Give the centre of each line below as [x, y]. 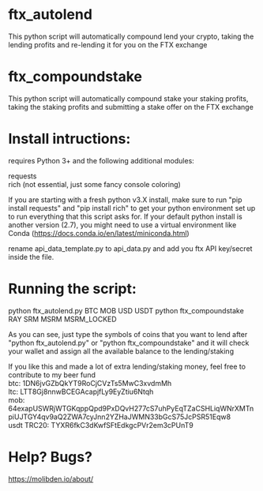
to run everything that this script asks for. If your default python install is [125, 216]
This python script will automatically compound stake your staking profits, [128, 98]
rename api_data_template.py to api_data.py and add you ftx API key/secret [130, 248]
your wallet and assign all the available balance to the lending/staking [121, 351]
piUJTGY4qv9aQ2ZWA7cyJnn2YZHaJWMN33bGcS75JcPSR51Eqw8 [120, 417]
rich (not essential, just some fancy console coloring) [95, 184]
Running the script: [72, 289]
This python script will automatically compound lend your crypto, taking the [131, 36]
